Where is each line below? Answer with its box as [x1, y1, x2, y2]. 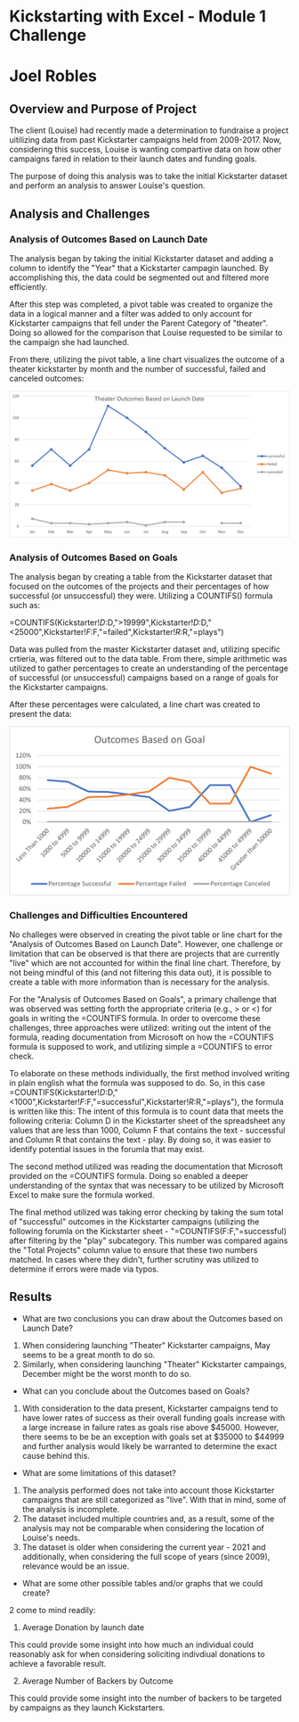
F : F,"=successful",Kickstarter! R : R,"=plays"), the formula [79, 1096, 285, 1107]
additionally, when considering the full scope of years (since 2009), [21, 1551, 271, 1561]
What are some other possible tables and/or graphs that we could [21, 1578, 263, 1588]
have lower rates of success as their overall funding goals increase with [21, 1412, 286, 1423]
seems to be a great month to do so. [21, 1349, 156, 1360]
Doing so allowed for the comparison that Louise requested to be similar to [9, 327, 283, 338]
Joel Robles [9, 66, 98, 87]
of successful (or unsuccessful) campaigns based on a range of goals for [9, 672, 279, 683]
